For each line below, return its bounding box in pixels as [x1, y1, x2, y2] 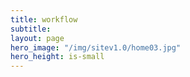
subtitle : [10, 24, 52, 34]
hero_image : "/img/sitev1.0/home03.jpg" [10, 42, 182, 53]
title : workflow [10, 14, 78, 25]
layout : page [10, 33, 65, 43]
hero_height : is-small [10, 52, 105, 62]
